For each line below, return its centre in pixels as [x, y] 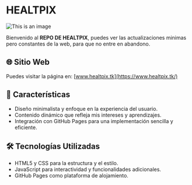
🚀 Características [38, 95]
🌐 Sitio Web [28, 62]
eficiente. [26, 127]
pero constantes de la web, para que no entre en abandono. [78, 44]
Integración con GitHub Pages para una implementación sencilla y [94, 121]
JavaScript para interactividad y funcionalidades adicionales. [88, 169]
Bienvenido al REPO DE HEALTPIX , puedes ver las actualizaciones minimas [96, 37]
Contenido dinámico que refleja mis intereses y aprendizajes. [88, 115]
